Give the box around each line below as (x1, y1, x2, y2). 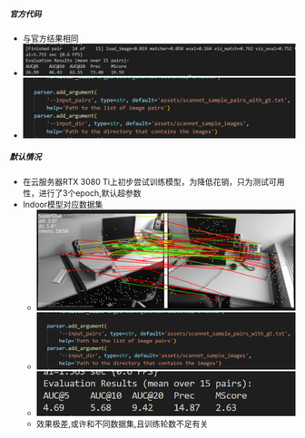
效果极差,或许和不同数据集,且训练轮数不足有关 (35, 418, 209, 429)
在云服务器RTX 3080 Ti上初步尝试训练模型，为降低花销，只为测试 (22, 176, 270, 187)
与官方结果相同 (22, 33, 79, 44)
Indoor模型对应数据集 (22, 199, 103, 209)
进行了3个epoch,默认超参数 (38, 187, 142, 199)
